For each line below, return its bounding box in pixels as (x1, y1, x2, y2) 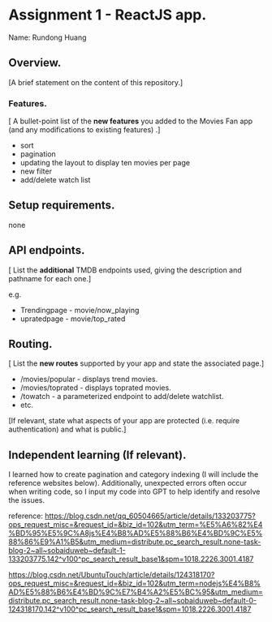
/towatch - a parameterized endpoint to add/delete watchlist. (19, 392, 224, 401)
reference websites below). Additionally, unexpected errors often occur (8, 478, 248, 488)
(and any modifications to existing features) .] (8, 125, 161, 135)
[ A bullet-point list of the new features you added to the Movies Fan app (8, 116, 253, 127)
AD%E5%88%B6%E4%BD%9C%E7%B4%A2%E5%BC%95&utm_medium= (8, 587, 264, 597)
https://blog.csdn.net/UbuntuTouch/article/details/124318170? (8, 570, 215, 580)
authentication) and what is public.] (8, 424, 127, 435)
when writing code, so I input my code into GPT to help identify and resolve (8, 487, 261, 496)
